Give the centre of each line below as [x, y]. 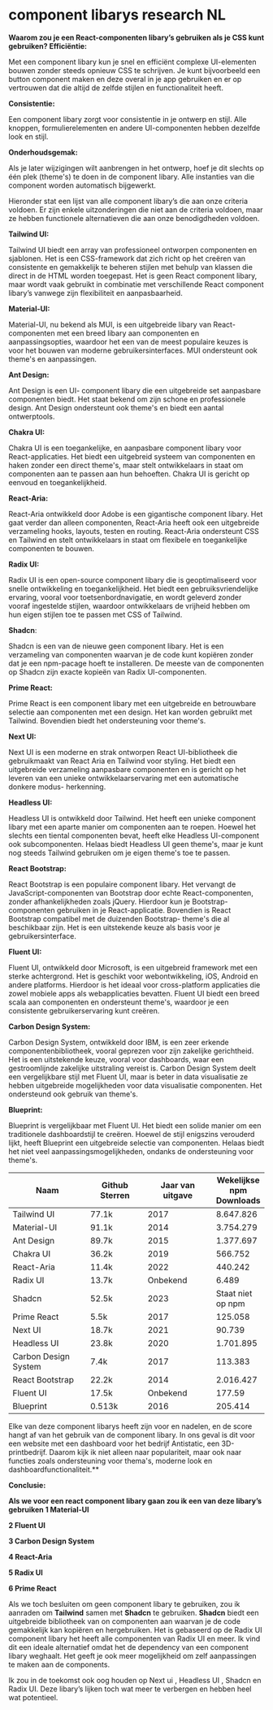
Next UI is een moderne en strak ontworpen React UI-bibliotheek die [123, 752]
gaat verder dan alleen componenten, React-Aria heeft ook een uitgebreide [134, 523]
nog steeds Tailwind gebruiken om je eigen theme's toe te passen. [119, 853]
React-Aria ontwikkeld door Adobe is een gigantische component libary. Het [136, 514]
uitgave [178, 1195]
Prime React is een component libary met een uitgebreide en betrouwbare [132, 703]
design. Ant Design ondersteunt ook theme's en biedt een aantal [116, 407]
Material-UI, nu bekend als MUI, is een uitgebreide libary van [110, 324]
